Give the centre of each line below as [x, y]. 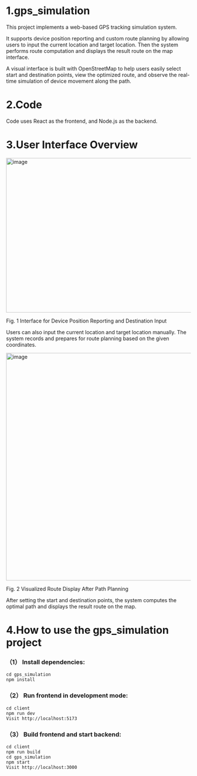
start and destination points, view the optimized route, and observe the [91, 75]
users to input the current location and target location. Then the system [92, 45]
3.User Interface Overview [72, 145]
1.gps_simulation [48, 11]
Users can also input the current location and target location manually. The [96, 332]
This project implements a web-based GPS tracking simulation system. [91, 27]
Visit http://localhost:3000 [42, 767]
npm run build [23, 752]
